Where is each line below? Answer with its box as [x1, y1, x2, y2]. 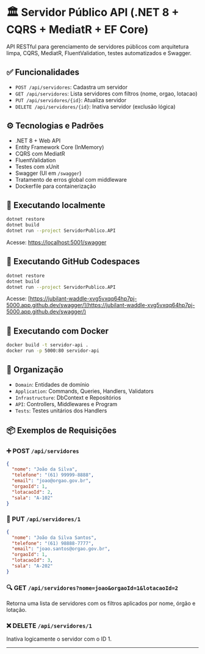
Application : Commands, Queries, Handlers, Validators [15, 387, 154, 395]
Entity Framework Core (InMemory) [15, 143, 104, 150]
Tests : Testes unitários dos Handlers [15, 407, 107, 414]
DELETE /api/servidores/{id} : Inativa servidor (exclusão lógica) [15, 103, 176, 110]
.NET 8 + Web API [15, 136, 61, 144]
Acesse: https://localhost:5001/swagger [6, 239, 107, 246]
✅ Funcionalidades [6, 67, 80, 78]
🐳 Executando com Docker [6, 325, 109, 336]
